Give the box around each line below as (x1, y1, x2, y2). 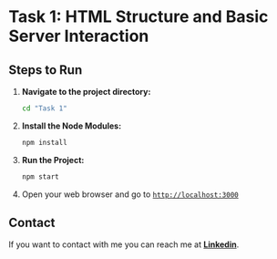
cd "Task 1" (21, 104, 67, 113)
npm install (21, 138, 67, 147)
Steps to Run (8, 62, 83, 78)
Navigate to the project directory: (21, 87, 151, 97)
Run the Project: (21, 154, 85, 165)
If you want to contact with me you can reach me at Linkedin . (8, 239, 240, 250)
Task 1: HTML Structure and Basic (8, 6, 269, 27)
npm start (21, 171, 60, 181)
